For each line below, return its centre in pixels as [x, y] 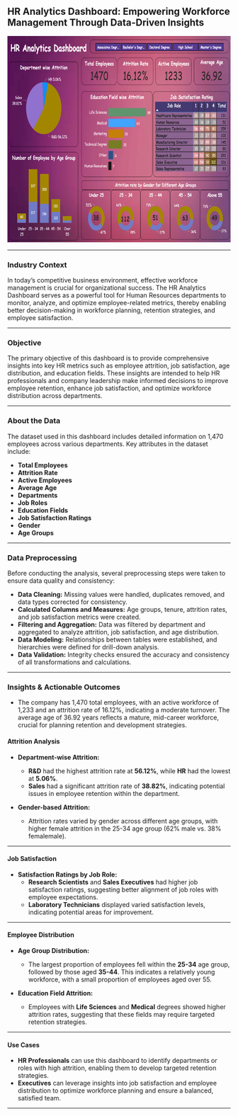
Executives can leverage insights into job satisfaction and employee [117, 1083]
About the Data [34, 421]
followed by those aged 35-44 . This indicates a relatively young [121, 972]
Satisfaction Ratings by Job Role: [67, 875]
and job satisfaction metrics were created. [79, 617]
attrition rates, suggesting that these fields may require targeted [121, 1014]
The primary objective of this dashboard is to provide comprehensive [108, 358]
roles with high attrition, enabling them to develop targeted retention [117, 1068]
